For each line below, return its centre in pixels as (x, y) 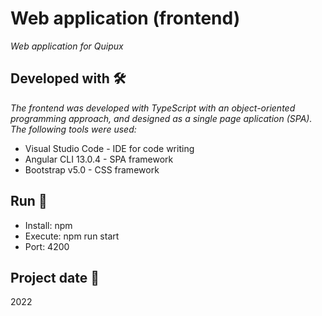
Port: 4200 (47, 246)
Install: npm (48, 225)
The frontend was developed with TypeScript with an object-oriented (153, 108)
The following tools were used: (73, 129)
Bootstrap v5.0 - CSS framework (92, 169)
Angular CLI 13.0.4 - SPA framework (99, 159)
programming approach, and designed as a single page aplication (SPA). (161, 118)
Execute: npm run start (72, 236)
